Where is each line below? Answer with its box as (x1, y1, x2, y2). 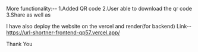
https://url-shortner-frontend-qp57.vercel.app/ (6, 29, 120, 36)
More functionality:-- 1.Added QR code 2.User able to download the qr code (6, 5, 192, 12)
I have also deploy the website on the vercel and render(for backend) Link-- (6, 23, 192, 30)
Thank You (6, 41, 33, 47)
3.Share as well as (6, 11, 51, 18)
